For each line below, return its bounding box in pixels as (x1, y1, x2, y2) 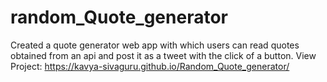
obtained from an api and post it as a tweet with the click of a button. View (10, 49, 317, 61)
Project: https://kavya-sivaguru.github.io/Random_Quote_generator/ (10, 60, 290, 72)
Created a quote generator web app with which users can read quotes (10, 39, 300, 51)
